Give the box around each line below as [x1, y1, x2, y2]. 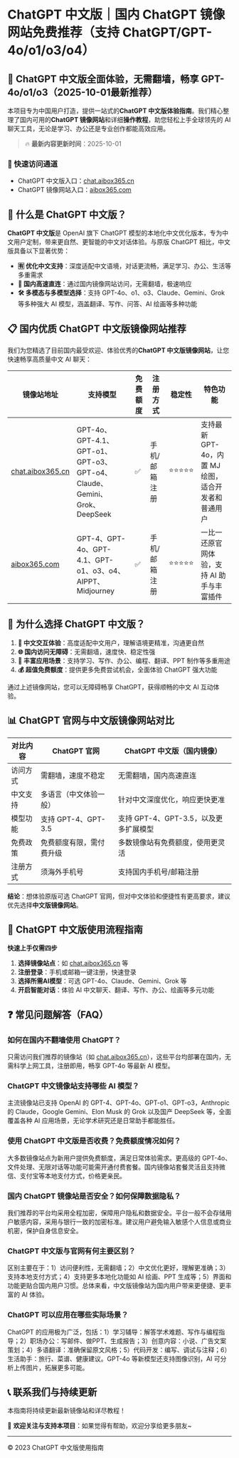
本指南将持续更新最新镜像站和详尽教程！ [7, 1407, 126, 1415]
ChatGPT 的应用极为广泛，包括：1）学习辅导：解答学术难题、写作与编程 [7, 1327, 219, 1336]
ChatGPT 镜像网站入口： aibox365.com [17, 186, 132, 194]
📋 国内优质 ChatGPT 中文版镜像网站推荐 [7, 323, 186, 335]
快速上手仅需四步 [7, 943, 58, 953]
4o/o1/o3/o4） [7, 42, 95, 59]
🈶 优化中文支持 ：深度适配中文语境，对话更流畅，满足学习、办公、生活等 [17, 262, 232, 270]
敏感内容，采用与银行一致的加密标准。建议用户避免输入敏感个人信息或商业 [13, 1217, 232, 1226]
